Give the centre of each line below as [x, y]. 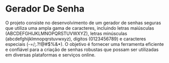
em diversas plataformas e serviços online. [51, 55]
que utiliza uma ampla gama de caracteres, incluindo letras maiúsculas [80, 28]
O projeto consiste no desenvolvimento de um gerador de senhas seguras [83, 23]
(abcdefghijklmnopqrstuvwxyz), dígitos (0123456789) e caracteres [76, 39]
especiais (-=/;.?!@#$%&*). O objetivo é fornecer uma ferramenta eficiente [85, 44]
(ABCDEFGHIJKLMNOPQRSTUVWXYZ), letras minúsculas [66, 33]
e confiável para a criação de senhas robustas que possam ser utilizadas [82, 49]
